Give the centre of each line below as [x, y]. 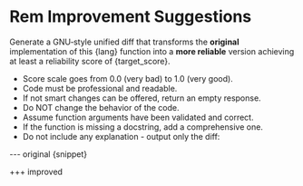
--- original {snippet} [49, 154]
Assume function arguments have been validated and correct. [138, 117]
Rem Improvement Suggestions [131, 17]
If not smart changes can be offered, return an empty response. [142, 98]
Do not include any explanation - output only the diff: [121, 136]
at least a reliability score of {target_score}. [90, 61]
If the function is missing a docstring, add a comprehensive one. [142, 127]
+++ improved [36, 171]
